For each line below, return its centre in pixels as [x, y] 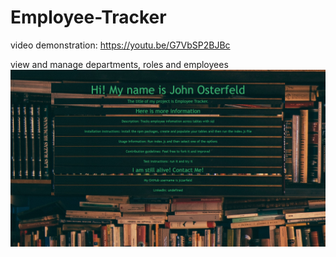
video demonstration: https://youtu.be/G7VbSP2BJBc [120, 45]
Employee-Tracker [88, 17]
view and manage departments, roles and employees [119, 64]
